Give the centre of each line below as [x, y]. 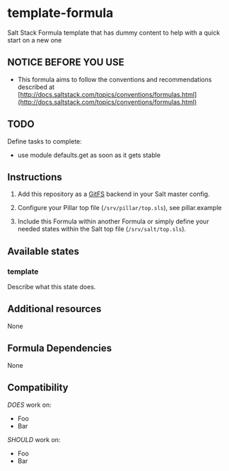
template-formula [60, 13]
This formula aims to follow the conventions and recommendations [114, 79]
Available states [43, 251]
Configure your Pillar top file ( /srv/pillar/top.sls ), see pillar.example [119, 208]
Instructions [35, 177]
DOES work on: [29, 405]
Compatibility [38, 388]
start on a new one [35, 40]
